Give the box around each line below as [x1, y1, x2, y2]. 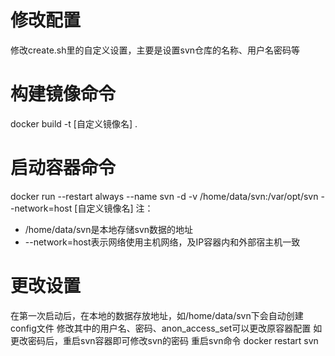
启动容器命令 [10, 157, 117, 180]
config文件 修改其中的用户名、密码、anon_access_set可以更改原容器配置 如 [10, 322, 323, 334]
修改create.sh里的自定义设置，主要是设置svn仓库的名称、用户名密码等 [10, 44, 301, 56]
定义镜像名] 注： [86, 202, 154, 214]
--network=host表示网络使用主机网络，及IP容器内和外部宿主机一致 [24, 236, 301, 248]
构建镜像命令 [10, 83, 117, 106]
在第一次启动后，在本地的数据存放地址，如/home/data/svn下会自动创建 [10, 309, 304, 321]
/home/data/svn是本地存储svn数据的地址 [24, 223, 194, 235]
